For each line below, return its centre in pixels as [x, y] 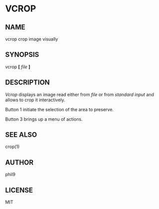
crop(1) [12, 147]
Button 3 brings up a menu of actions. [44, 119]
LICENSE [19, 190]
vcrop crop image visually [32, 39]
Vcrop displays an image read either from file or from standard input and [80, 94]
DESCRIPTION [27, 83]
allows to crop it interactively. [35, 100]
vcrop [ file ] [18, 67]
